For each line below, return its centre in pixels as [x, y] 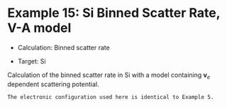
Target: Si [32, 61]
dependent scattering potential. [53, 84]
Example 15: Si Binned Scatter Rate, [114, 13]
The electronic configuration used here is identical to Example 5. [111, 97]
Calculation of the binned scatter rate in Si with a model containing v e [109, 76]
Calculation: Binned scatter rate [63, 47]
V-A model [39, 28]
